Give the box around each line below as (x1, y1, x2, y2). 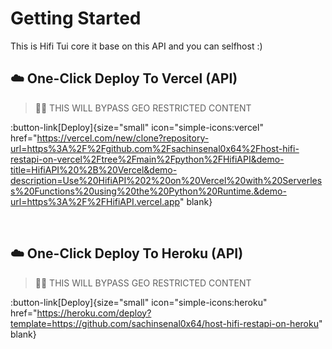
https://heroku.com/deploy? (36, 307, 152, 319)
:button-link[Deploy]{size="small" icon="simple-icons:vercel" (10, 121, 264, 133)
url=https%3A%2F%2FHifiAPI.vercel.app (10, 195, 180, 207)
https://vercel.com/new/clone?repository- (36, 132, 210, 144)
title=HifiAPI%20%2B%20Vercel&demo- (10, 163, 178, 176)
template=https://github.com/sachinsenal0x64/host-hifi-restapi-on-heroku (10, 317, 319, 329)
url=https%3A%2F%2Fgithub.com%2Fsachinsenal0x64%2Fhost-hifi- (10, 142, 300, 154)
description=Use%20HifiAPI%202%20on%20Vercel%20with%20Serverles (10, 174, 323, 186)
